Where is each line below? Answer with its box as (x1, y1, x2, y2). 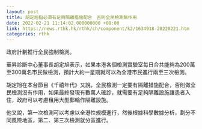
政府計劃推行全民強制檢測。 (6, 49, 75, 56)
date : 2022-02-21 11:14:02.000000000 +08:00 (6, 20, 120, 26)
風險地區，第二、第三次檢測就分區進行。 (11, 116, 112, 124)
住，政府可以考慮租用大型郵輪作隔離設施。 (6, 97, 112, 104)
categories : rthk (6, 31, 50, 37)
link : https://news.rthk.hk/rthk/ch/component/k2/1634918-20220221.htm (6, 25, 189, 32)
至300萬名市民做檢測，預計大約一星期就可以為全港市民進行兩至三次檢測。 (6, 68, 191, 76)
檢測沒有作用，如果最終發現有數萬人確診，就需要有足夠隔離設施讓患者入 (11, 89, 191, 96)
